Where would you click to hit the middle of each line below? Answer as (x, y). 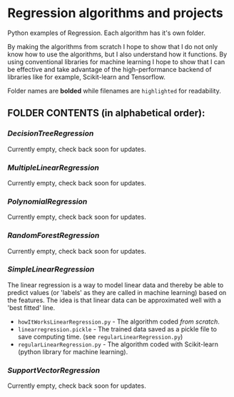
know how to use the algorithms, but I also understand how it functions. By (117, 54)
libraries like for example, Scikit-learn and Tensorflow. (87, 77)
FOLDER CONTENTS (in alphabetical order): (106, 113)
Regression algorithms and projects (115, 13)
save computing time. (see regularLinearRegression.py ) (100, 336)
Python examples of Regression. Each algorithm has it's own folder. (106, 33)
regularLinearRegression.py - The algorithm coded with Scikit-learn (118, 344)
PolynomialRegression (47, 201)
